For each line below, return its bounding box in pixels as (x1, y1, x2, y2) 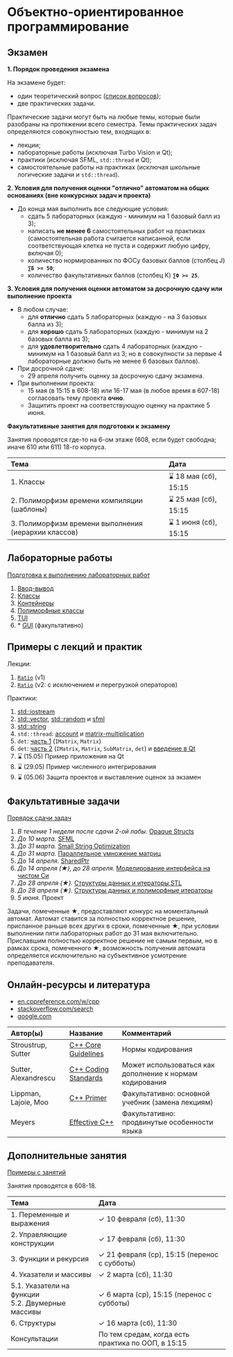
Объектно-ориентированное (7, 4, 184, 20)
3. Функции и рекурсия (10, 1254, 89, 1264)
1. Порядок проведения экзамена (7, 65, 110, 73)
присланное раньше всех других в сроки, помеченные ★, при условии (7, 922, 219, 930)
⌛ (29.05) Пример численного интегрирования (17, 762, 157, 770)
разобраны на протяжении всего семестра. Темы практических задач (7, 120, 217, 128)
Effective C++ (69, 1118, 114, 1127)
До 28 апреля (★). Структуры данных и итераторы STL (17, 879, 182, 887)
